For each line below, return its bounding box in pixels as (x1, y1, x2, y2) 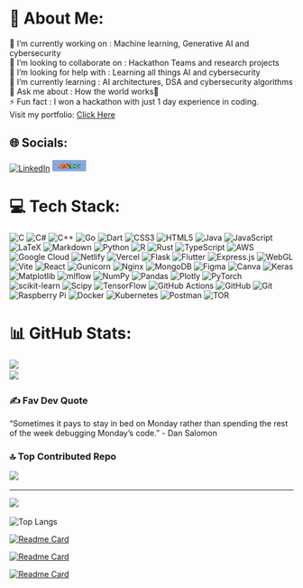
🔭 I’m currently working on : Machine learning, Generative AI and (9, 38, 250, 49)
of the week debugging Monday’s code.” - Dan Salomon (9, 427, 218, 438)
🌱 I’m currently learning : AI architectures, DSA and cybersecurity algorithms (9, 76, 293, 87)
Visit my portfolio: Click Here (9, 108, 115, 120)
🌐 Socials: (9, 135, 69, 151)
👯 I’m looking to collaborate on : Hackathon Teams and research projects (9, 57, 280, 68)
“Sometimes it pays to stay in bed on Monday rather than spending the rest (9, 417, 289, 428)
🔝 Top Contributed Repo (9, 450, 117, 462)
